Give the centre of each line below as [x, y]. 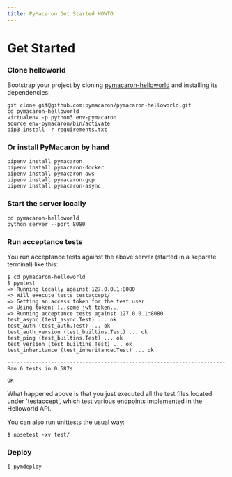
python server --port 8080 [46, 224]
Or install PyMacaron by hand [59, 147]
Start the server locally [47, 204]
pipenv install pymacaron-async [54, 186]
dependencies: [29, 93]
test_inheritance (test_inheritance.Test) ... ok [81, 350]
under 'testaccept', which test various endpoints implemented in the [105, 401]
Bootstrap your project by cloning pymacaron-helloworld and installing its [113, 85]
